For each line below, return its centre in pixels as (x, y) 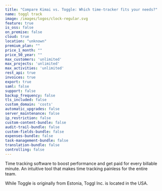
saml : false (17, 86)
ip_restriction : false (28, 118)
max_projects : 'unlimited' (32, 64)
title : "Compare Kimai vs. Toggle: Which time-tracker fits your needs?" (81, 9)
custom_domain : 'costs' (29, 104)
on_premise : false (24, 32)
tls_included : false (26, 100)
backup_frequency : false (30, 95)
